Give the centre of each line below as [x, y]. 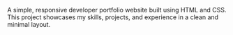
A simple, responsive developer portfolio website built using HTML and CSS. [117, 10]
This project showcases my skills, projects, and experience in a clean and [113, 17]
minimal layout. [29, 24]
